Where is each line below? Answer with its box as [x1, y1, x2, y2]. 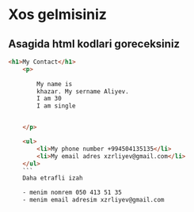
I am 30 [36, 95, 62, 103]
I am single [36, 102, 77, 110]
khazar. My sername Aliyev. [36, 87, 129, 96]
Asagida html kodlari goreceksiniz [8, 37, 181, 51]
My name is [36, 80, 73, 88]
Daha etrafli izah [22, 174, 83, 183]
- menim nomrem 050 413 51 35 [22, 188, 123, 197]
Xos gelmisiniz [8, 6, 107, 24]
